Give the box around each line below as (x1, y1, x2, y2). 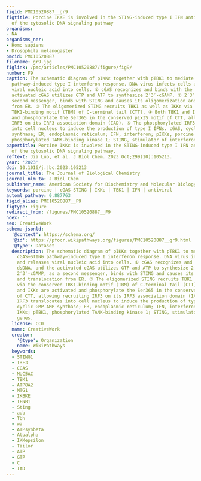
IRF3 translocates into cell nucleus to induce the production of (17, 298, 186, 304)
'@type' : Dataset (11, 243, 55, 249)
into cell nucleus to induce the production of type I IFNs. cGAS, (11, 126, 184, 132)
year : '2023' (6, 159, 39, 165)
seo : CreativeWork (6, 220, 52, 226)
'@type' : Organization (17, 337, 74, 343)
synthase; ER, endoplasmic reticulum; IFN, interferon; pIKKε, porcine (11, 131, 194, 138)
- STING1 (11, 354, 33, 360)
